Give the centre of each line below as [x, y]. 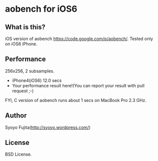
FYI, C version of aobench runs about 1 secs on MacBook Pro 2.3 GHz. [76, 100]
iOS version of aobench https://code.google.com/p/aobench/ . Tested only [79, 39]
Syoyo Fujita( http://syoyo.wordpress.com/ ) [48, 127]
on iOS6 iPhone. [21, 44]
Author [16, 116]
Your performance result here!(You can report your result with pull [78, 85]
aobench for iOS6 [41, 9]
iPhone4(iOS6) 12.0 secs [37, 80]
